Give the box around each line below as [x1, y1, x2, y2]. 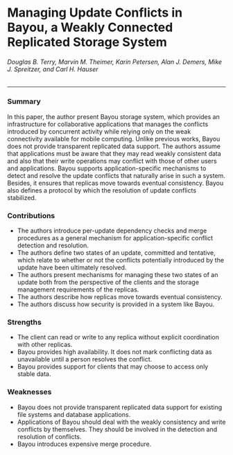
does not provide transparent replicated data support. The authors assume [7, 142, 221, 150]
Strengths [7, 317, 42, 327]
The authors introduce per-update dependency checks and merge [17, 226, 207, 235]
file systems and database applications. [17, 410, 131, 418]
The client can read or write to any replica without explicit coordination [17, 333, 220, 341]
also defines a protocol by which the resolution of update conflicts [7, 186, 196, 195]
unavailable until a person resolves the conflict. [17, 355, 153, 364]
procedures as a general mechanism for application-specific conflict [17, 233, 214, 242]
